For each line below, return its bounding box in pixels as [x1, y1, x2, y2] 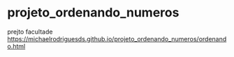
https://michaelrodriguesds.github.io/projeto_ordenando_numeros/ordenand [7, 34, 227, 43]
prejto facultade [7, 27, 53, 36]
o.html [7, 42, 26, 50]
